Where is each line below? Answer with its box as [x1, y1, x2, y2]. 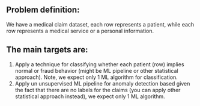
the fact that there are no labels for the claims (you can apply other [14, 86, 181, 93]
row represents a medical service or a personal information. [6, 27, 154, 34]
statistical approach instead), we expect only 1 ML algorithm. [14, 93, 165, 100]
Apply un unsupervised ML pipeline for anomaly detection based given [14, 79, 190, 87]
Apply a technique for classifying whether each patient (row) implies [14, 60, 184, 68]
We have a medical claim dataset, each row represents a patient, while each [6, 20, 195, 28]
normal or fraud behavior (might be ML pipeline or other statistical [14, 67, 178, 74]
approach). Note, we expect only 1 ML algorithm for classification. [14, 73, 178, 81]
